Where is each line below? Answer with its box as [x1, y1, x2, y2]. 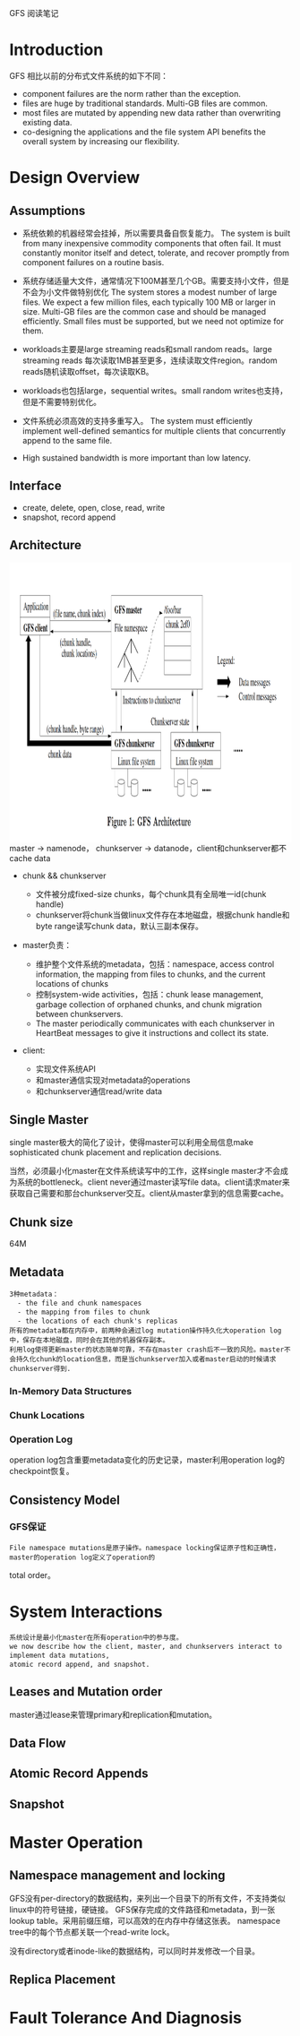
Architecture [9, 538, 82, 553]
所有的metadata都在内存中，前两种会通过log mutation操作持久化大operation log [9, 1326, 282, 1335]
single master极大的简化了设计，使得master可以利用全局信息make [9, 1137, 253, 1148]
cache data [9, 852, 51, 863]
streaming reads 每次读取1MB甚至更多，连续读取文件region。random [21, 355, 278, 366]
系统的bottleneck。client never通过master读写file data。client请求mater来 [16, 1177, 290, 1187]
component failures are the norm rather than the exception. [21, 88, 242, 99]
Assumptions [9, 203, 86, 218]
